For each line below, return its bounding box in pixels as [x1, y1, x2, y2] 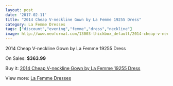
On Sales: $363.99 [5, 55, 46, 61]
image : [5, 31, 20, 36]
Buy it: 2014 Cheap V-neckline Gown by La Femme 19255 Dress [5, 65, 141, 71]
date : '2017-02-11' [5, 12, 47, 17]
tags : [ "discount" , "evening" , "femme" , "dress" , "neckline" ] [5, 27, 132, 32]
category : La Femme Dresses [5, 21, 66, 27]
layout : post [5, 7, 33, 13]
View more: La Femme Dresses [5, 75, 72, 81]
